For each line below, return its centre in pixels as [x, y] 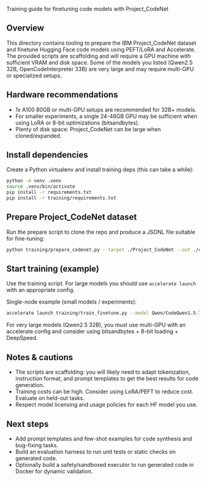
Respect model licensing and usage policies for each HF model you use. [106, 405]
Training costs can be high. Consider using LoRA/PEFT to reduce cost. [104, 391]
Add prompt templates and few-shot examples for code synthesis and [104, 439]
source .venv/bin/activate [41, 187]
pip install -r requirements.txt [49, 193]
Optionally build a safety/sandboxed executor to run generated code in [105, 464]
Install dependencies [47, 155]
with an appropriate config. [40, 290]
